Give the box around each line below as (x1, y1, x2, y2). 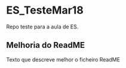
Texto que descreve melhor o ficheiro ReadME (6, 56, 121, 63)
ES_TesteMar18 (6, 4, 84, 17)
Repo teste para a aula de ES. (6, 23, 79, 30)
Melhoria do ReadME (6, 40, 85, 50)
